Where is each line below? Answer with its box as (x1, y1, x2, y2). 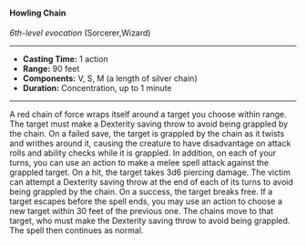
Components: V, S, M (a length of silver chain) (22, 73, 198, 84)
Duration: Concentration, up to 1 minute (22, 83, 172, 94)
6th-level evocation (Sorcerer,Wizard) (9, 27, 151, 38)
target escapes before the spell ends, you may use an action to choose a (9, 196, 283, 207)
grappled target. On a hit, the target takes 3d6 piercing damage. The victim (9, 167, 291, 178)
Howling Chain (9, 7, 66, 18)
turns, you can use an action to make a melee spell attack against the (9, 158, 270, 168)
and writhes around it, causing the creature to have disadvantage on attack (9, 138, 291, 149)
